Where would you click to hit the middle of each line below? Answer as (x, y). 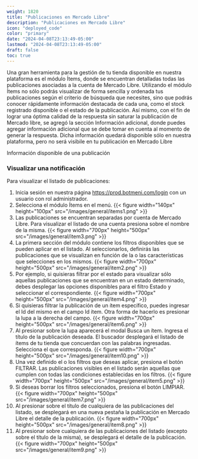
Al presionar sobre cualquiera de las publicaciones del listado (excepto (101, 431)
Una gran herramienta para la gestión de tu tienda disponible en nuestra (94, 72)
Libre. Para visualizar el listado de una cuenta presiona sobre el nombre (102, 224)
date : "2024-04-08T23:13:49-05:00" (50, 39)
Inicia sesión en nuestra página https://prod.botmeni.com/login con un (100, 192)
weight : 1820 (23, 12)
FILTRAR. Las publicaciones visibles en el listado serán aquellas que (98, 368)
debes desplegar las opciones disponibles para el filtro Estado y (93, 287)
